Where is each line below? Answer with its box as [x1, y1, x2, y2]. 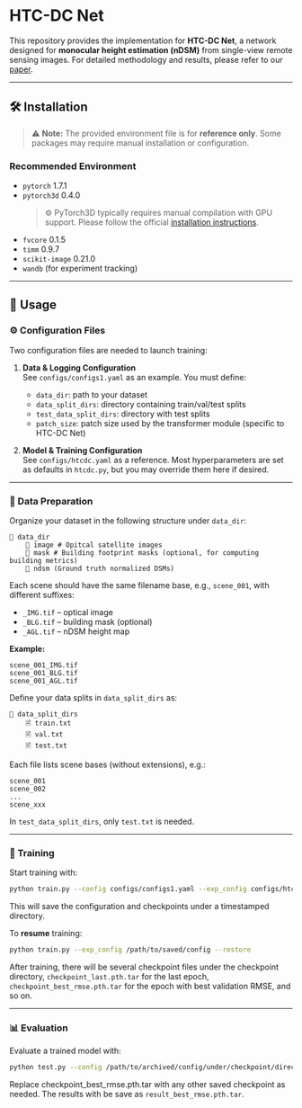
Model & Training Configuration [22, 444, 143, 455]
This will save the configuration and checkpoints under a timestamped [9, 901, 270, 912]
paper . [9, 64, 33, 75]
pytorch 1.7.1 [22, 181, 67, 192]
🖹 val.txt [25, 730, 64, 739]
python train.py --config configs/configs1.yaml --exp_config [9, 885, 247, 894]
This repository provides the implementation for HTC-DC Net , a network [9, 35, 277, 46]
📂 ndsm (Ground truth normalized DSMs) [25, 564, 175, 574]
